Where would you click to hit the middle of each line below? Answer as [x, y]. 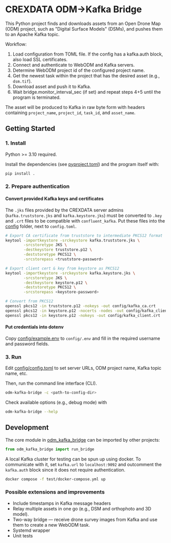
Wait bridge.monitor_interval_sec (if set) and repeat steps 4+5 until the [87, 92]
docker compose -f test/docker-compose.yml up [55, 479]
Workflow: [16, 44]
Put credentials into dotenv [35, 327]
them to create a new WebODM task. [51, 525]
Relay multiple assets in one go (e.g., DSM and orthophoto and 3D [82, 508]
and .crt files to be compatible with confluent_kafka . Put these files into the [85, 221]
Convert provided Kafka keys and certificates [54, 199]
